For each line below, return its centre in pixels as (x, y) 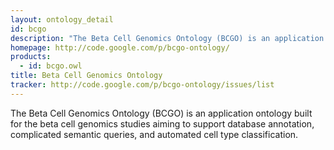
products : (31, 57)
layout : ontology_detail (62, 19)
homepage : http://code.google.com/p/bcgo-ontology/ (120, 47)
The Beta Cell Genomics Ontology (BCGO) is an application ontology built (161, 113)
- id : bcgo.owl (51, 66)
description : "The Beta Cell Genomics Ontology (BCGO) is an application (167, 38)
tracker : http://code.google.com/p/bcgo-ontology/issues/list (142, 85)
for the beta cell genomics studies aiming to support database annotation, (162, 123)
